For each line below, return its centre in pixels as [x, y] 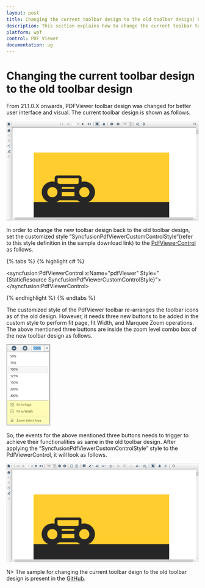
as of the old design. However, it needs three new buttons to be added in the [103, 316]
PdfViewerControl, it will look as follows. [57, 455]
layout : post [23, 13]
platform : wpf [24, 32]
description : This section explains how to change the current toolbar [99, 26]
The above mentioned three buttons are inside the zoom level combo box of [102, 329]
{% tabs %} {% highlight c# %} [45, 261]
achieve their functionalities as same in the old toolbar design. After [91, 442]
